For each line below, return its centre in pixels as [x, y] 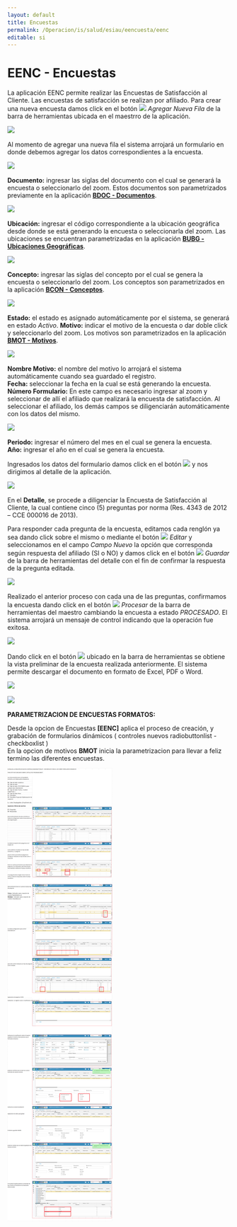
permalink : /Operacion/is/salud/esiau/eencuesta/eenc [88, 30]
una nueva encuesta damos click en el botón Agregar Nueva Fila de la [114, 109]
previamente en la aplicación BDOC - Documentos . [82, 195]
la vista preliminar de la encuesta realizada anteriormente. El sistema [107, 664]
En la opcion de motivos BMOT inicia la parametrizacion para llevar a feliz [115, 751]
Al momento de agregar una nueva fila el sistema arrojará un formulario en [116, 144]
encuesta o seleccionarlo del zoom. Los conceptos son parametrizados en [116, 282]
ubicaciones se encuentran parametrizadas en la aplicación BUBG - [106, 239]
